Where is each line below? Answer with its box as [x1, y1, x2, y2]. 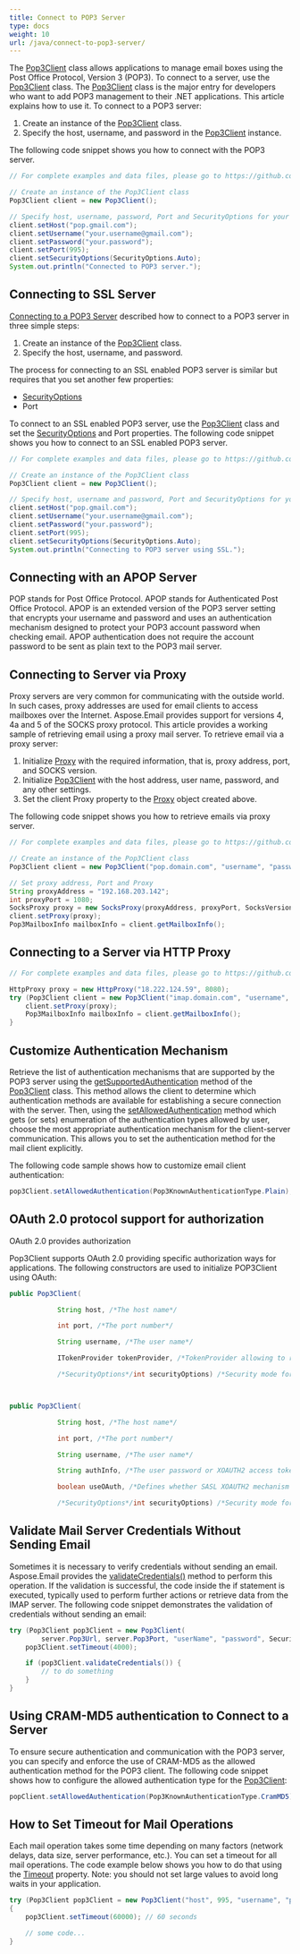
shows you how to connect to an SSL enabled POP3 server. [9, 437, 228, 448]
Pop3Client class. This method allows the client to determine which [9, 1085, 256, 1096]
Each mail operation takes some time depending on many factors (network [9, 1840, 284, 1851]
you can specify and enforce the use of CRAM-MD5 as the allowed [9, 1755, 256, 1766]
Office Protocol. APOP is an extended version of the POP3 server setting [9, 603, 276, 614]
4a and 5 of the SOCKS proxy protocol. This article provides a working [9, 720, 268, 730]
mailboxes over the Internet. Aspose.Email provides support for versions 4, [9, 710, 284, 721]
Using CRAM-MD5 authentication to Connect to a [9, 1709, 289, 1724]
